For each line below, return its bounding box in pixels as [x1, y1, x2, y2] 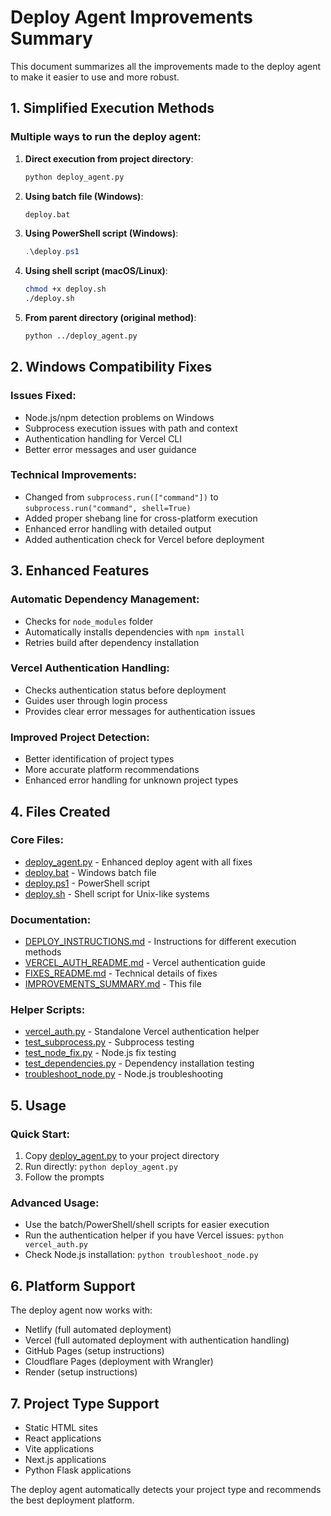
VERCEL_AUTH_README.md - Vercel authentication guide [24, 957, 266, 969]
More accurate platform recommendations [24, 764, 200, 776]
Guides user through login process [24, 694, 168, 706]
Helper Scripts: [10, 1003, 86, 1017]
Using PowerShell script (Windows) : [24, 227, 179, 240]
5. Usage [10, 1097, 67, 1114]
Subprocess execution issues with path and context [24, 422, 238, 434]
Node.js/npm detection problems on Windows [24, 411, 215, 423]
